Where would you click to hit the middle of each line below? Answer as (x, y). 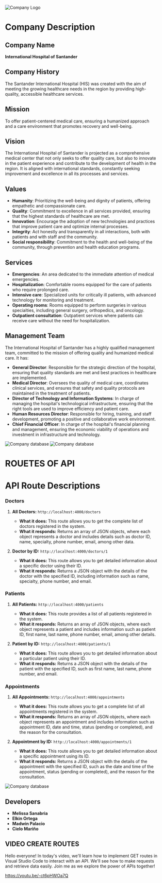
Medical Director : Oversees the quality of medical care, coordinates (80, 383)
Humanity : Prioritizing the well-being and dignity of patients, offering (81, 201)
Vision (15, 142)
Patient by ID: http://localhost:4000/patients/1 (61, 643)
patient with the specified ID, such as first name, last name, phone (85, 669)
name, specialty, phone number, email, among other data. (77, 541)
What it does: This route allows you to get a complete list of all (82, 707)
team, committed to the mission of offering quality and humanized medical (79, 353)
